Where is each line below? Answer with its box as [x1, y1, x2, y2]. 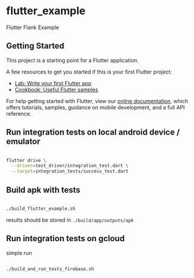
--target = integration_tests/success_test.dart [11, 168, 129, 174]
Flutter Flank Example [6, 24, 59, 31]
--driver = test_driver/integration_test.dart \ [11, 163, 129, 169]
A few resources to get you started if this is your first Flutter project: [6, 68, 172, 75]
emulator [6, 136, 40, 146]
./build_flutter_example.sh [6, 206, 76, 212]
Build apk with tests [6, 185, 81, 195]
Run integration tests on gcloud [6, 234, 125, 244]
